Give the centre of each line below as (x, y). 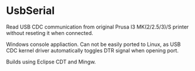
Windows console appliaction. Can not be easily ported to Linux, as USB (93, 44)
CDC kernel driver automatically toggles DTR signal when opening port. (93, 50)
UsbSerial (30, 11)
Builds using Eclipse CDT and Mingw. (51, 62)
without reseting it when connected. (50, 33)
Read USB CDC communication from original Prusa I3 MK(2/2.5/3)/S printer (97, 27)
